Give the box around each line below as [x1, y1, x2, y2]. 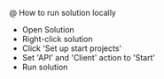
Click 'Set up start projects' [21, 43, 122, 54]
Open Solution [21, 25, 75, 34]
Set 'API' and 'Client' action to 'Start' [21, 53, 156, 62]
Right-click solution [21, 34, 93, 44]
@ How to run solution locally [9, 8, 117, 18]
